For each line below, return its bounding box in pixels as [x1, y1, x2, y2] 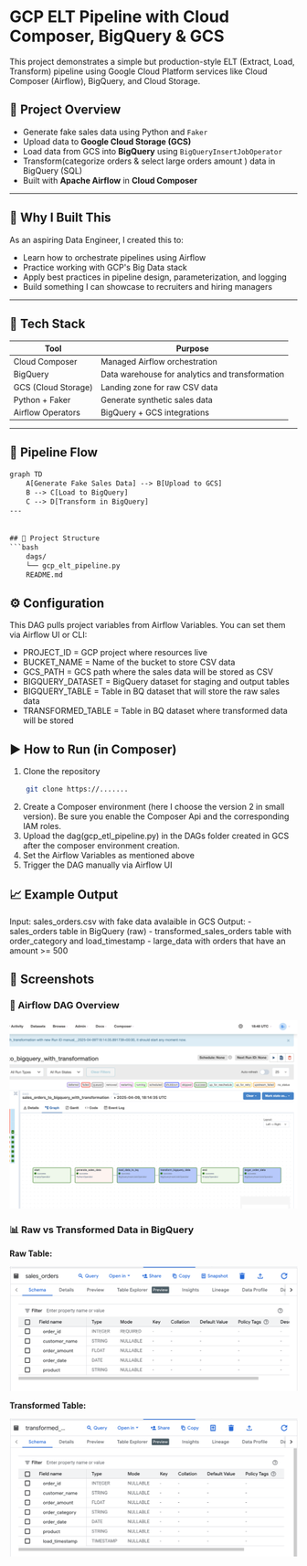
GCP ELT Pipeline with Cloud [9, 6, 230, 27]
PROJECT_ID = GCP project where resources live [22, 647, 208, 658]
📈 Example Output [9, 887, 119, 902]
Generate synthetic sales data [100, 394, 213, 405]
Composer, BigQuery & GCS [9, 26, 225, 47]
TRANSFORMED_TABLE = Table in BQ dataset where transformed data [22, 706, 288, 717]
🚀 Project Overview [9, 102, 122, 118]
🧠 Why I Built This [9, 210, 111, 226]
